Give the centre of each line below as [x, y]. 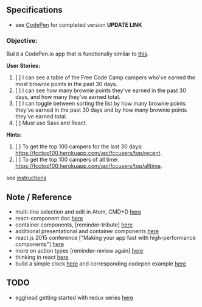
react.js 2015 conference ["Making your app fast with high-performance [106, 237]
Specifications [34, 10]
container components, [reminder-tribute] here [74, 225]
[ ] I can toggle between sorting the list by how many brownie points [100, 104]
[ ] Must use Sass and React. [51, 123]
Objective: [22, 40]
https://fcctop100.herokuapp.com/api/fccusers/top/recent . [89, 153]
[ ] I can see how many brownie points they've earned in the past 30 [101, 90]
